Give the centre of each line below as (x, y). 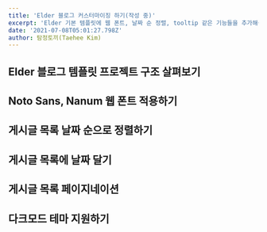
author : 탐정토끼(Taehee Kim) (55, 38)
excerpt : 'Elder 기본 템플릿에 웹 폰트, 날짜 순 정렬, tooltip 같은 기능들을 (123, 23)
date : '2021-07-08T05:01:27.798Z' (66, 30)
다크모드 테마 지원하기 (59, 219)
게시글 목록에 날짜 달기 (60, 160)
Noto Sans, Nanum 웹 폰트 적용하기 (93, 101)
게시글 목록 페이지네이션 (64, 190)
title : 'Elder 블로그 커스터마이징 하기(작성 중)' (82, 15)
